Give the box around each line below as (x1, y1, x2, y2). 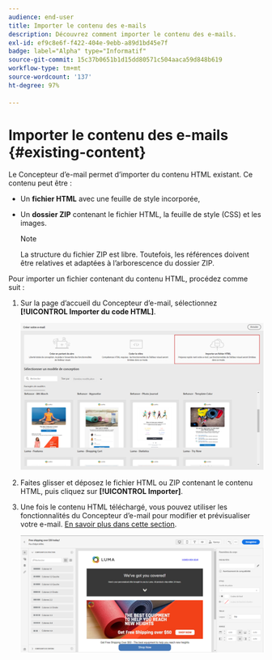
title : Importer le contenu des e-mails (8, 21, 147, 30)
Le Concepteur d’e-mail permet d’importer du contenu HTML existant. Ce (8, 170, 253, 180)
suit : (8, 283, 25, 292)
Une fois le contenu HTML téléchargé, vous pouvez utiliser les (19, 502, 228, 512)
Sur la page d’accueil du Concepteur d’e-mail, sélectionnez (19, 298, 218, 308)
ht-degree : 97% (8, 81, 60, 89)
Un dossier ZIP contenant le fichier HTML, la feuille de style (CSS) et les (19, 210, 261, 219)
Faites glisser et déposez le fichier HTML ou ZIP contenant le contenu (19, 478, 253, 488)
